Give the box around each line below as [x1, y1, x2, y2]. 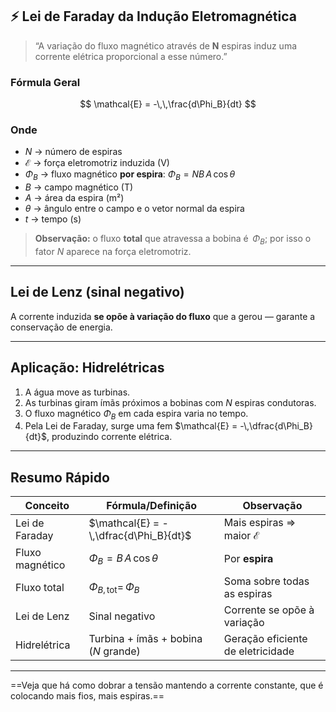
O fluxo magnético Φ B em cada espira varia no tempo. [24, 407, 249, 422]
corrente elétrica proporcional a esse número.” [34, 50, 228, 62]
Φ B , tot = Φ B [88, 579, 140, 595]
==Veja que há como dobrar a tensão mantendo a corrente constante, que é [10, 679, 324, 692]
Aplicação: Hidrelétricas [10, 359, 165, 377]
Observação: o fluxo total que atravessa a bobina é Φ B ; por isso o [34, 233, 312, 247]
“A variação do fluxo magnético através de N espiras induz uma [34, 39, 298, 52]
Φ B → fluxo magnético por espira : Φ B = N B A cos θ [24, 168, 236, 183]
